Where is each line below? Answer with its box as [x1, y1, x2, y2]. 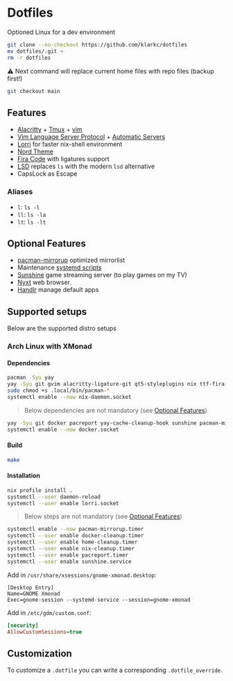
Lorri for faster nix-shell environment [17, 140, 123, 149]
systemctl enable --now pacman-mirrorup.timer [7, 526, 144, 533]
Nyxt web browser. [17, 278, 71, 286]
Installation [7, 471, 40, 480]
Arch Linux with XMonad [7, 342, 92, 352]
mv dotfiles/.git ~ [7, 47, 64, 55]
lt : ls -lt [17, 218, 46, 226]
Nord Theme [17, 147, 54, 156]
